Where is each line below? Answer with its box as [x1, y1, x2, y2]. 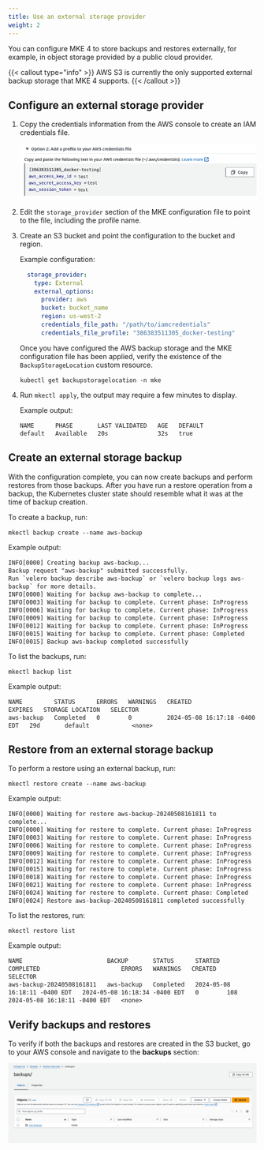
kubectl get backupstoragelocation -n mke [19, 376, 162, 384]
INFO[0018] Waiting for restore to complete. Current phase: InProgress [8, 873, 252, 882]
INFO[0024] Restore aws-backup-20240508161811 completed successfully [8, 897, 245, 905]
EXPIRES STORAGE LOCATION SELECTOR [8, 706, 139, 714]
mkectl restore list [8, 927, 76, 935]
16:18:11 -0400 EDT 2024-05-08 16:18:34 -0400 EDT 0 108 [8, 989, 238, 997]
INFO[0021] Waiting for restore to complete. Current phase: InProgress [8, 881, 252, 890]
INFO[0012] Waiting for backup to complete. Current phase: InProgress [8, 622, 248, 630]
